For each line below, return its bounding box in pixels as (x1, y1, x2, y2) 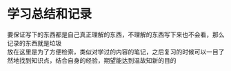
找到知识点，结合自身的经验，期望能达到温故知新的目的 (19, 56, 177, 64)
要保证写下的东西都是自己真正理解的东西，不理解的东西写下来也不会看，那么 (7, 30, 225, 39)
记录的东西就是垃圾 (7, 39, 62, 47)
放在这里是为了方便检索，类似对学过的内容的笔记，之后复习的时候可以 (7, 48, 207, 56)
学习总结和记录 (7, 6, 92, 22)
